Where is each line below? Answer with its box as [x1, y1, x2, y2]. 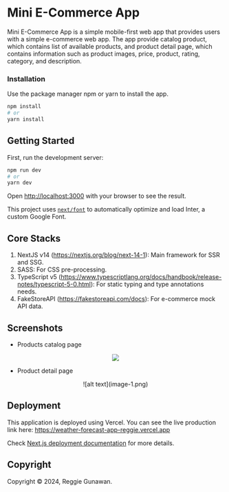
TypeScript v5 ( [17, 273, 61, 281]
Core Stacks [7, 232, 61, 244]
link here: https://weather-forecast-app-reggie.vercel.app [7, 425, 171, 433]
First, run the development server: [7, 153, 104, 161]
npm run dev [7, 167, 41, 174]
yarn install [7, 116, 45, 123]
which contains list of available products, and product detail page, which [7, 42, 213, 50]
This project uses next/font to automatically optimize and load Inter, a [7, 205, 206, 214]
